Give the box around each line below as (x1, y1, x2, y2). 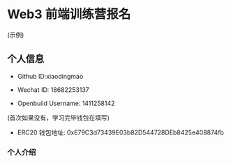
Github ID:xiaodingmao (17, 72, 84, 80)
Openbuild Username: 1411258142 (17, 99, 115, 107)
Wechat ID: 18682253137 (17, 85, 89, 94)
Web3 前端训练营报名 (7, 6, 131, 22)
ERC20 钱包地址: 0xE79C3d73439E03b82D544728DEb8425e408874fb (17, 128, 225, 137)
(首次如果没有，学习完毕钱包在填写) (7, 113, 110, 122)
